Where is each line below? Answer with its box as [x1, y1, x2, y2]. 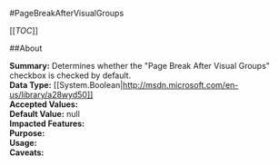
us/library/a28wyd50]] [9, 90, 94, 100]
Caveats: [9, 147, 45, 158]
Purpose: [9, 128, 45, 139]
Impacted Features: [9, 118, 85, 129]
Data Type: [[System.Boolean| [9, 80, 124, 90]
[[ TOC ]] [9, 25, 38, 35]
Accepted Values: [9, 99, 79, 110]
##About [9, 43, 43, 53]
